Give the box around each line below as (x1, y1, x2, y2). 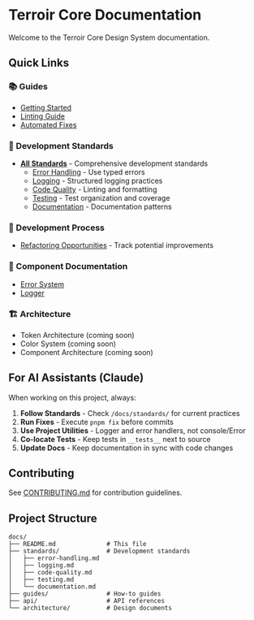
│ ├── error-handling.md (8, 554, 100, 562)
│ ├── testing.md (8, 575, 75, 584)
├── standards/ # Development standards (8, 547, 191, 556)
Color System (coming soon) (19, 339, 116, 349)
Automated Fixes (19, 119, 77, 129)
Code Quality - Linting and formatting (32, 184, 157, 194)
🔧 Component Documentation (8, 261, 128, 272)
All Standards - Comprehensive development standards (19, 158, 209, 168)
